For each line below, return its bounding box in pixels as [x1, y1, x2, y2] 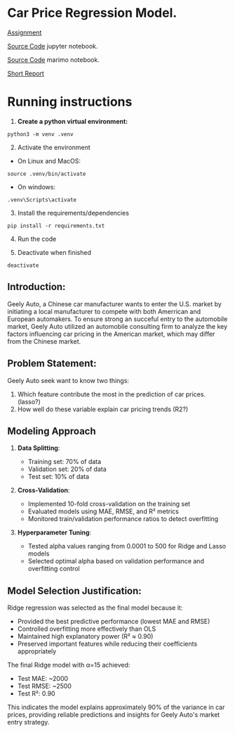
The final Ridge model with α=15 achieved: [7, 660, 130, 670]
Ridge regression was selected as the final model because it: [7, 603, 183, 612]
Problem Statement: [7, 358, 97, 370]
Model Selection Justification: [7, 584, 142, 596]
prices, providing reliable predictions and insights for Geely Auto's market [7, 710, 220, 719]
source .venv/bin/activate [7, 170, 86, 177]
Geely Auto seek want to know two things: [7, 376, 130, 384]
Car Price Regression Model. [7, 5, 177, 21]
